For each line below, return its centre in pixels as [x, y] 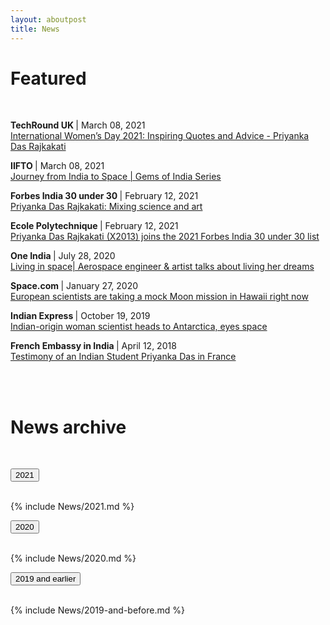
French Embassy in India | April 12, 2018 [93, 346]
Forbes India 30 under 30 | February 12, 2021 [104, 196]
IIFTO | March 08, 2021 [57, 166]
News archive [68, 427]
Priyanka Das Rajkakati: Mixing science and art [106, 207]
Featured [48, 78]
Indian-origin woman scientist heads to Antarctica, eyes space [139, 327]
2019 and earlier [46, 579]
